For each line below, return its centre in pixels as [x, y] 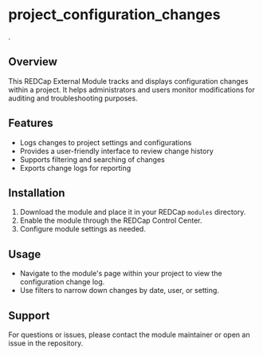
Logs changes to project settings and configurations [106, 142]
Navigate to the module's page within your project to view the [121, 274]
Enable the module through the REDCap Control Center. [111, 220]
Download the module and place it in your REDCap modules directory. [133, 212]
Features [31, 123]
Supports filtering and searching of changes [92, 159]
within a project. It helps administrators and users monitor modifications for [131, 89]
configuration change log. [62, 282]
